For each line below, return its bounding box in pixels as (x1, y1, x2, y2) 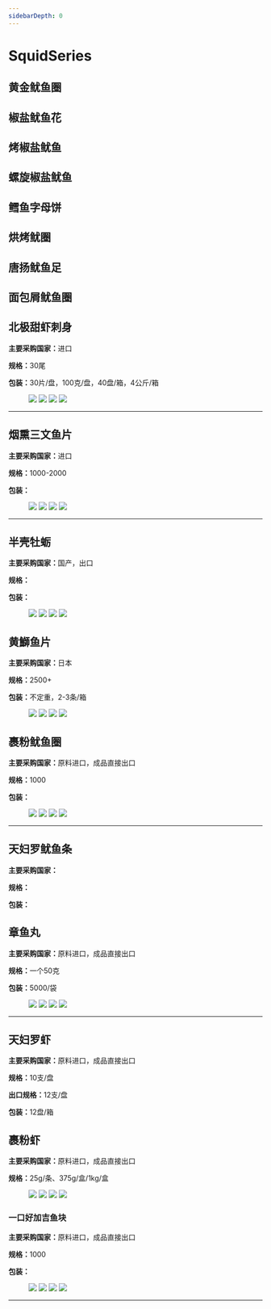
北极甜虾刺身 (8, 321, 73, 334)
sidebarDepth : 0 (8, 11, 63, 20)
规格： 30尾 (8, 360, 46, 370)
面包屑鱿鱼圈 (8, 290, 73, 304)
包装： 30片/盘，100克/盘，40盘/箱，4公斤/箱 (8, 377, 159, 388)
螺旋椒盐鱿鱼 (8, 170, 73, 184)
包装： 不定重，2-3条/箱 (8, 692, 87, 703)
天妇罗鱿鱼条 (8, 842, 73, 856)
